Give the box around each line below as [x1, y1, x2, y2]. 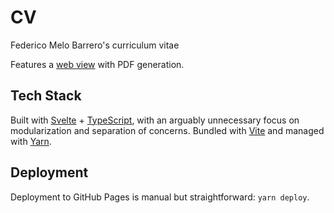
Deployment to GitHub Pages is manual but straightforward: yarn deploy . [10, 191, 310, 203]
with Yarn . [10, 135, 52, 147]
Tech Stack [10, 87, 82, 105]
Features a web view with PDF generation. [10, 58, 185, 70]
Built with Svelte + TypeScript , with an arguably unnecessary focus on [10, 114, 300, 126]
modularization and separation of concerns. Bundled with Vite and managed [10, 124, 325, 136]
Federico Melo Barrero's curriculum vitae [10, 39, 180, 51]
